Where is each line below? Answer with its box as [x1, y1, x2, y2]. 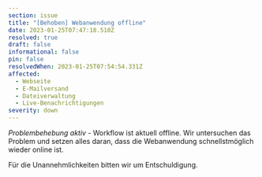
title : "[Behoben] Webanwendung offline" [8, 19, 147, 27]
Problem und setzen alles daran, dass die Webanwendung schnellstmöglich [8, 137, 254, 146]
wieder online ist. [8, 145, 65, 154]
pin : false [8, 56, 44, 64]
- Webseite [15, 77, 51, 85]
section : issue [8, 11, 58, 20]
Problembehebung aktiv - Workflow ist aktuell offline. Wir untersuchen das [8, 128, 251, 138]
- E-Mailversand [15, 84, 69, 93]
